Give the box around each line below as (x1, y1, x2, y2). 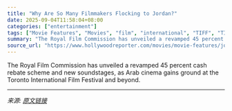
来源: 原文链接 (7, 97, 47, 104)
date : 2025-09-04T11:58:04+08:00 (7, 17, 104, 23)
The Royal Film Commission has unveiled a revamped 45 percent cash (7, 61, 207, 69)
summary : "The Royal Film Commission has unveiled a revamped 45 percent (7, 36, 224, 43)
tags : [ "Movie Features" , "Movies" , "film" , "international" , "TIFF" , (7, 29, 215, 37)
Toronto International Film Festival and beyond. (7, 76, 141, 83)
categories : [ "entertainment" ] (7, 23, 97, 30)
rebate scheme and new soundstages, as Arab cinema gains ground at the (7, 68, 219, 77)
